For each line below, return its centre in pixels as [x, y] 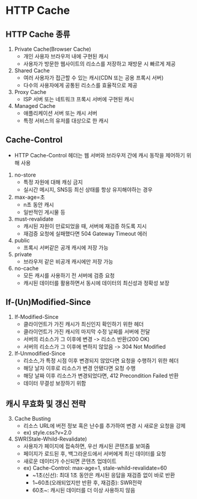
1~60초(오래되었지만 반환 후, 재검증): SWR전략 [87, 483]
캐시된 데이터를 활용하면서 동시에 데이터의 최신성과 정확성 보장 [96, 283]
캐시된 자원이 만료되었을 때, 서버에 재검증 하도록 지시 [85, 226]
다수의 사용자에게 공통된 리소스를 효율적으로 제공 [80, 85]
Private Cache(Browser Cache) [53, 49]
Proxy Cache [30, 92]
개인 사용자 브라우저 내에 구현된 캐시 [66, 56]
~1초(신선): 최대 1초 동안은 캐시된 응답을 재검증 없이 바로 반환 [104, 475]
